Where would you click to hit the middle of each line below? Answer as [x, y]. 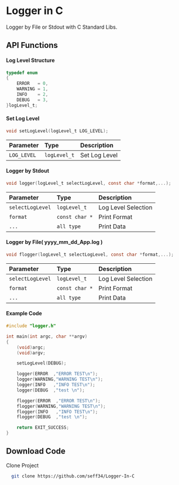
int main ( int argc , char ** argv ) [47, 336]
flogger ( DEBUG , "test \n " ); [52, 417]
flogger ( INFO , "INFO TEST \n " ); [57, 412]
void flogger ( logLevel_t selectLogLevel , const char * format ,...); [90, 255]
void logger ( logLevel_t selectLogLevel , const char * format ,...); [89, 183]
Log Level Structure [30, 60]
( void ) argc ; [31, 347]
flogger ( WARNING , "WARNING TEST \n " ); [61, 406]
